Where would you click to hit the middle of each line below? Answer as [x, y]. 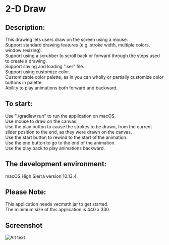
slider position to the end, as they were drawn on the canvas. [69, 132]
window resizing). [24, 50]
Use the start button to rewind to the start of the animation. [66, 137]
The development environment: [56, 164]
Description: [25, 28]
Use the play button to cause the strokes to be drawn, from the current [79, 126]
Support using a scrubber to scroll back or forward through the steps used [83, 56]
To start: [19, 104]
